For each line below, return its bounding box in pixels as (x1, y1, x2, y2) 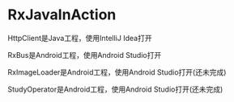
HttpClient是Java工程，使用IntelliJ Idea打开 (7, 33, 152, 43)
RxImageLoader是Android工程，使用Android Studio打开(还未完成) (7, 67, 227, 77)
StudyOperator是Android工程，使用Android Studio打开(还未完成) (7, 84, 223, 94)
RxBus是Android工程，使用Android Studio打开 (7, 50, 162, 59)
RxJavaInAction (7, 6, 117, 24)
